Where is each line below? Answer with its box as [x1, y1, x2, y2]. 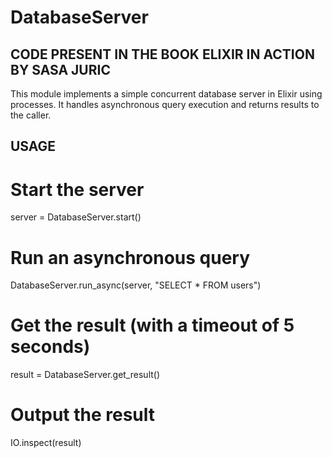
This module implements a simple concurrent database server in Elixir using [10, 88, 323, 100]
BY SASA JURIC [10, 61, 111, 78]
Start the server [10, 178, 145, 201]
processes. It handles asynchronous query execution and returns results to [10, 99, 320, 110]
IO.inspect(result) [10, 437, 82, 449]
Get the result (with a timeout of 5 [10, 314, 295, 337]
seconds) [10, 336, 91, 358]
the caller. [10, 109, 52, 121]
